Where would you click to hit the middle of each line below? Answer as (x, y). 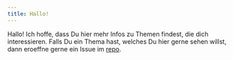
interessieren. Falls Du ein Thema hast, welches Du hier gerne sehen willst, (117, 41)
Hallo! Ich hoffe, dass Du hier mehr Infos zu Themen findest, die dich (108, 34)
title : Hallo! (28, 14)
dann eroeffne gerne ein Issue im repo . (64, 49)
